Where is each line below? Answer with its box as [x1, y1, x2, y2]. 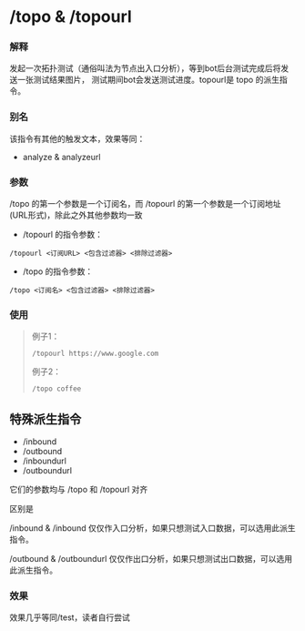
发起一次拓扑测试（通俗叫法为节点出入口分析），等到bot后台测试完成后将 [9, 63, 281, 74]
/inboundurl [22, 455, 66, 466]
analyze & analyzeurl [22, 151, 101, 162]
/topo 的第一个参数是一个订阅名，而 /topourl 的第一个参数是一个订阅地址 [9, 198, 281, 209]
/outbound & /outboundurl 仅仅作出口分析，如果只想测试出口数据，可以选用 [9, 554, 293, 565]
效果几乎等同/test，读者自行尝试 [9, 612, 130, 623]
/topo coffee [31, 384, 82, 393]
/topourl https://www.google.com [31, 349, 159, 359]
